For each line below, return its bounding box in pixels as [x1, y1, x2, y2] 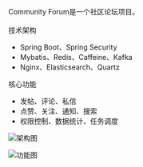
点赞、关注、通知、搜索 [19, 106, 97, 116]
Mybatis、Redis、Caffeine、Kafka [19, 53, 133, 62]
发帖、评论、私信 [19, 97, 77, 105]
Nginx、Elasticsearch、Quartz [19, 62, 120, 72]
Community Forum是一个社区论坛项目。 [8, 7, 140, 16]
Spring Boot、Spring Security [19, 42, 117, 52]
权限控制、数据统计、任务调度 [19, 117, 118, 125]
